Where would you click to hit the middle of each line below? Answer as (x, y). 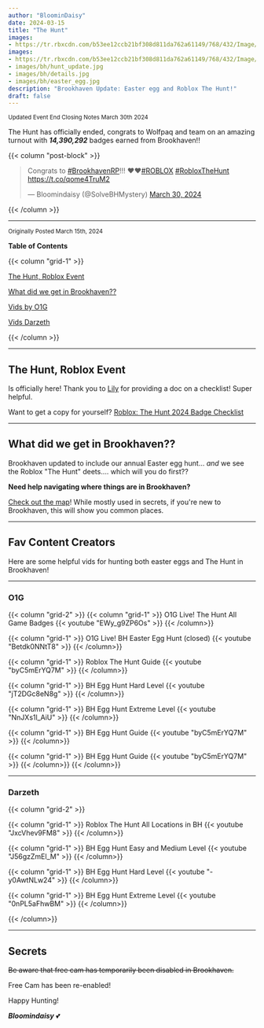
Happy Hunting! (33, 1000)
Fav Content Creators (62, 542)
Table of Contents (38, 246)
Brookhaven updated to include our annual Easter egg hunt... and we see (126, 463)
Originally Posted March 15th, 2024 (56, 232)
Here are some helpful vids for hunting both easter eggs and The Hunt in (126, 561)
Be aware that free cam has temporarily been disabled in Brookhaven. (121, 970)
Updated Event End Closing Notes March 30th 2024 (78, 118)
